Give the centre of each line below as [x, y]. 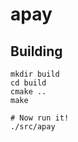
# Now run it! [40, 118]
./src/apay [33, 127]
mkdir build [35, 74]
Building [36, 51]
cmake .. [28, 92]
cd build [28, 83]
